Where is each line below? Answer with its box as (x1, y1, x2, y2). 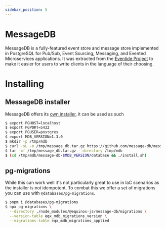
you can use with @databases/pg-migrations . (5, 190, 95, 196)
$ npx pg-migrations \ (5, 204, 52, 210)
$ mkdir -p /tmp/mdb (5, 139, 48, 144)
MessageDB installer (5, 98, 71, 107)
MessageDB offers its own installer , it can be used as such (5, 111, 124, 117)
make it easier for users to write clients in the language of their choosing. (5, 60, 154, 67)
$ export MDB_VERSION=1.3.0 (5, 134, 63, 139)
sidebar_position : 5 (5, 7, 48, 12)
